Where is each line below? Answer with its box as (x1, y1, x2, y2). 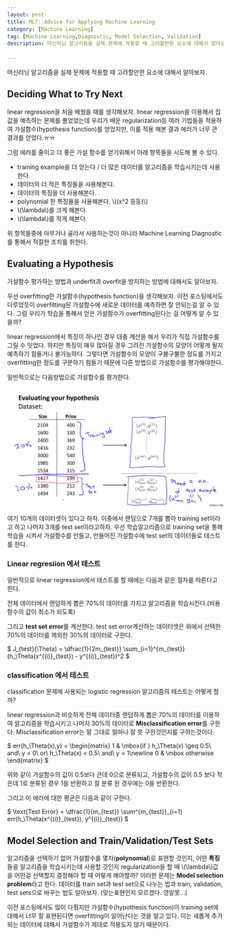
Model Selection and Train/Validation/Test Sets (7, 834, 214, 847)
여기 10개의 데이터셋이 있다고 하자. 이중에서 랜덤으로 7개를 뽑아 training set (7, 514, 210, 522)
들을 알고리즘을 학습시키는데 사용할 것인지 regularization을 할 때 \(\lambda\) (7, 863, 213, 871)
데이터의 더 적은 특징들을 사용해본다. (16, 180, 115, 188)
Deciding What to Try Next (7, 88, 123, 100)
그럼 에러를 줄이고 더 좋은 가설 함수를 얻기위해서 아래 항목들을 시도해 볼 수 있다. (7, 148, 220, 156)
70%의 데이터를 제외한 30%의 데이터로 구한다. (7, 631, 133, 639)
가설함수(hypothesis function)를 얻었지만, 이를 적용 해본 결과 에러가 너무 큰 (14, 125, 218, 133)
